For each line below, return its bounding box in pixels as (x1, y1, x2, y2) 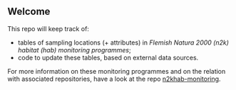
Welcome (7, 6, 51, 18)
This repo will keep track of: (7, 24, 89, 33)
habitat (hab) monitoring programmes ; (17, 45, 131, 54)
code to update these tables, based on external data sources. (17, 53, 199, 62)
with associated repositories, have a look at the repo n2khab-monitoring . (7, 74, 221, 83)
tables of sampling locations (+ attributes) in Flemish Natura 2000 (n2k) (17, 38, 230, 47)
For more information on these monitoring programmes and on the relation (7, 67, 226, 75)
